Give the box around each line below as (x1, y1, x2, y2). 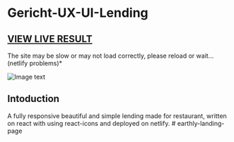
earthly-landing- (177, 119, 225, 127)
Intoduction (7, 93, 60, 105)
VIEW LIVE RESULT (7, 33, 93, 45)
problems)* (29, 59, 62, 67)
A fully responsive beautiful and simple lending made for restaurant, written (7, 111, 228, 120)
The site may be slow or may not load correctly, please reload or (7, 51, 195, 60)
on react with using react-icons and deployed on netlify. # (7, 119, 176, 127)
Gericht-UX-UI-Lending (7, 5, 148, 21)
